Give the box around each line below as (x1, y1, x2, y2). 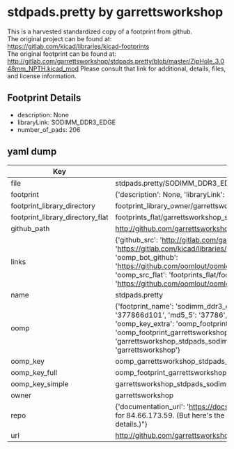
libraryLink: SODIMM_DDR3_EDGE (17, 118, 116, 126)
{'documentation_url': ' (114, 402, 189, 411)
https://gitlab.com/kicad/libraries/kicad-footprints (7, 42, 150, 50)
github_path (10, 223, 50, 233)
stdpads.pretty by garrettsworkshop (7, 4, 224, 20)
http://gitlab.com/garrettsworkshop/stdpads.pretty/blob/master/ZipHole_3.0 (7, 57, 225, 65)
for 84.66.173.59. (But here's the (114, 410, 225, 420)
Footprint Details (7, 92, 81, 104)
